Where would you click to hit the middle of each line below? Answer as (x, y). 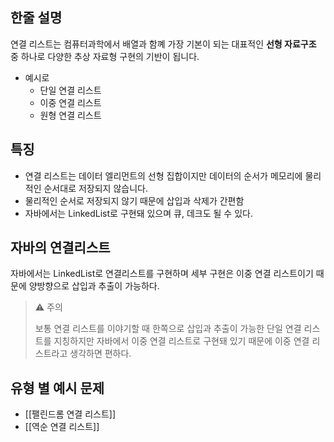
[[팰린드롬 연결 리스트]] (70, 414)
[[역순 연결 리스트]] (62, 427)
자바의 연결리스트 (60, 248)
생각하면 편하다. (100, 354)
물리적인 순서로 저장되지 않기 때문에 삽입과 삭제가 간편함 (134, 200)
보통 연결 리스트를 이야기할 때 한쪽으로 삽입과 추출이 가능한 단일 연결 (168, 329)
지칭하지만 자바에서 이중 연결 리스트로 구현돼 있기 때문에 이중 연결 (181, 341)
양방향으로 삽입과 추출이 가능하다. (94, 286)
